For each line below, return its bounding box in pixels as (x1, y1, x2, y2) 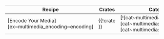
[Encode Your (7, 17, 39, 24)
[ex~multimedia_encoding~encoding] (7, 24, 94, 30)
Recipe (42, 6, 59, 13)
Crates (99, 6, 115, 13)
